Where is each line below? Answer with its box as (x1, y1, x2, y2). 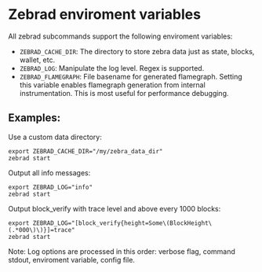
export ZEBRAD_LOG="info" (8, 183, 93, 191)
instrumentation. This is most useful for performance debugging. (19, 88, 229, 97)
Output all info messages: (8, 167, 91, 178)
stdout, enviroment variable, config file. (8, 255, 136, 264)
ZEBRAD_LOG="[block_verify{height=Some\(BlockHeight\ (32, 219, 213, 227)
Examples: (8, 112, 61, 125)
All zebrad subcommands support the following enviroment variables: (8, 31, 233, 41)
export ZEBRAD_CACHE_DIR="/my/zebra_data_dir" (8, 147, 163, 155)
